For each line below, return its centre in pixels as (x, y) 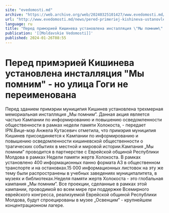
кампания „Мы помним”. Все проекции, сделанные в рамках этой (76, 184)
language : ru (19, 24)
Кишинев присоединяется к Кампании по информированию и (72, 135)
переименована (41, 95)
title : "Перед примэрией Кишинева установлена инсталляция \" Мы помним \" (84, 29)
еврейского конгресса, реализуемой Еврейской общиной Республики (81, 194)
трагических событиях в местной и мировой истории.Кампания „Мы (79, 146)
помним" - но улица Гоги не (67, 84)
